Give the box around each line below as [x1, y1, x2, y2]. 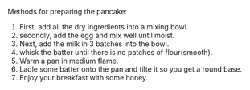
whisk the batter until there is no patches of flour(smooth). [18, 48, 213, 57]
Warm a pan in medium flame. [18, 56, 119, 65]
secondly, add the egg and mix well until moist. [18, 31, 175, 40]
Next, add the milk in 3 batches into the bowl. [18, 39, 170, 49]
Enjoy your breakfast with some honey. [18, 73, 149, 82]
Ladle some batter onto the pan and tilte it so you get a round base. [18, 65, 243, 74]
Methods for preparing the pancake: [7, 7, 128, 16]
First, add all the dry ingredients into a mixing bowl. [18, 22, 189, 31]
